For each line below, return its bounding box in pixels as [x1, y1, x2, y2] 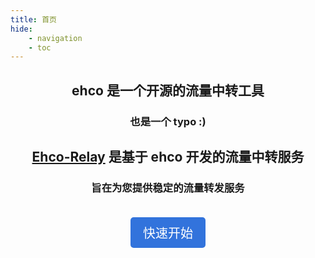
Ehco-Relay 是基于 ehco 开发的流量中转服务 [31, 148, 305, 165]
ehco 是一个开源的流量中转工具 [71, 82, 265, 99]
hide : [10, 24, 33, 34]
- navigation [28, 33, 83, 43]
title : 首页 [10, 14, 57, 25]
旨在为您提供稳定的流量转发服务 [91, 181, 245, 195]
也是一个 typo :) [129, 114, 207, 128]
